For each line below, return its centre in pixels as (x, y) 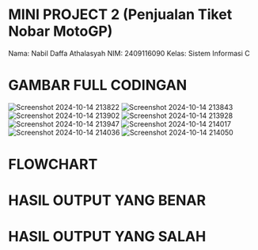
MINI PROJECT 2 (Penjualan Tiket (120, 15)
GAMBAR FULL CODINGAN (98, 85)
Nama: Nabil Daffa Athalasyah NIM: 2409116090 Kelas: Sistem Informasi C (129, 53)
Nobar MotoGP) (61, 31)
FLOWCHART (53, 165)
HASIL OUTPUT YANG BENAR (107, 201)
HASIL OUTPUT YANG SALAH (107, 237)
